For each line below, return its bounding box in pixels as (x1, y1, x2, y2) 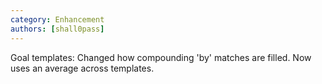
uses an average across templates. (10, 62, 155, 74)
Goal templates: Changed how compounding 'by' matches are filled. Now (10, 51, 312, 63)
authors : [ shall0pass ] (10, 24, 105, 34)
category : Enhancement (10, 14, 105, 25)
